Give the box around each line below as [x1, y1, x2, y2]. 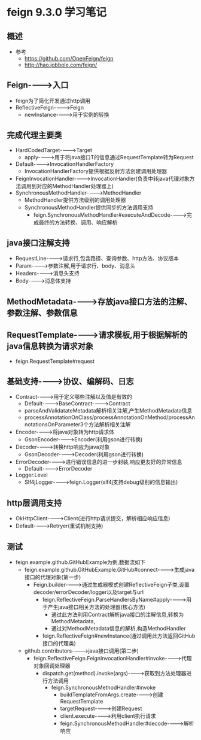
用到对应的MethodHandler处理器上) [26, 182, 114, 189]
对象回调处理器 [33, 662, 71, 669]
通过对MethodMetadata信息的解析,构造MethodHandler [51, 625, 186, 632]
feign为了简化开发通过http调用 [15, 97, 90, 104]
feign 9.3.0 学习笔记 [7, 5, 107, 19]
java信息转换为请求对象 [7, 341, 94, 351]
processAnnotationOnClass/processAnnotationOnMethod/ [24, 414, 169, 421]
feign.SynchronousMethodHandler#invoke [51, 684, 156, 692]
